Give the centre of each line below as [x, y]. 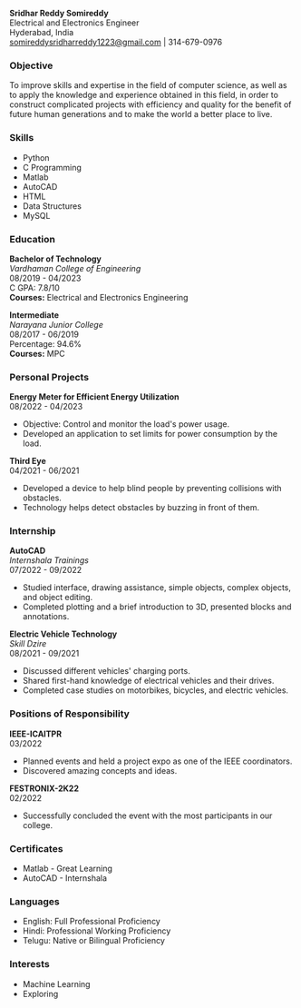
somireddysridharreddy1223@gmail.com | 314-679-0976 [116, 42]
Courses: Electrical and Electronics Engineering [99, 297]
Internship [33, 531]
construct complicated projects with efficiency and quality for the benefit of [150, 104]
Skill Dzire [28, 644]
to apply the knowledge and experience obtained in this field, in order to [144, 95]
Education [33, 239]
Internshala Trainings [49, 560]
